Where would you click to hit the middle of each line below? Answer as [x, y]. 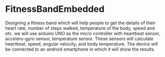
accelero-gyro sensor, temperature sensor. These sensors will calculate [79, 39]
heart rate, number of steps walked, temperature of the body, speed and [80, 28]
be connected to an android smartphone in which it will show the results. [80, 49]
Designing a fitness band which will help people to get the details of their [80, 23]
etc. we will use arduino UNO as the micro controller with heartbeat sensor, [83, 33]
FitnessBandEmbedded [55, 9]
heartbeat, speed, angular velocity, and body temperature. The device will [81, 44]
